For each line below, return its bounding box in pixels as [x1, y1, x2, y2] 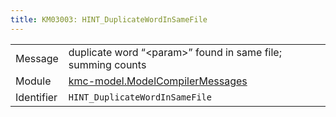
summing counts [68, 57, 147, 71]
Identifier [15, 90, 58, 104]
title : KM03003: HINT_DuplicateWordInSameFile [10, 14, 208, 25]
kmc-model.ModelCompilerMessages [68, 74, 248, 88]
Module [15, 74, 52, 88]
